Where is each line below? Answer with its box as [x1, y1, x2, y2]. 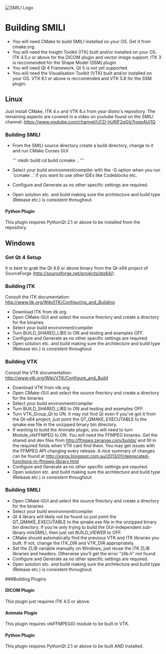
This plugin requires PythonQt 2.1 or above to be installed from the [5, 219, 140, 225]
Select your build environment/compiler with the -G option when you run [12, 167, 161, 173]
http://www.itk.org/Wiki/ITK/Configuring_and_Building [5, 299, 115, 305]
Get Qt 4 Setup [5, 254, 42, 261]
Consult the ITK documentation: [5, 294, 70, 300]
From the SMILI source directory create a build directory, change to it [12, 143, 154, 148]
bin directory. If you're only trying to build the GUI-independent [12, 524, 142, 530]
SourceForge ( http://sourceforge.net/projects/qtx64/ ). [5, 270, 115, 276]
